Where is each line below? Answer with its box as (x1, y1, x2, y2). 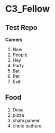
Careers (5, 36, 23, 42)
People (12, 52, 28, 58)
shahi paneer (12, 117, 40, 123)
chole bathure (12, 122, 42, 129)
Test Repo (5, 23, 38, 32)
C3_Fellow (5, 3, 50, 15)
